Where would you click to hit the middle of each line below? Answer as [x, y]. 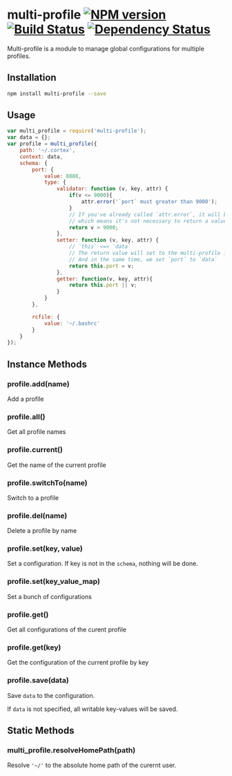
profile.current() [35, 450]
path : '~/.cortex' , [48, 151]
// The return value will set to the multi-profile [145, 253]
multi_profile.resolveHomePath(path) [71, 750]
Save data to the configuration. [51, 695]
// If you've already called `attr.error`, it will [145, 214]
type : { [55, 182]
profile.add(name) [39, 384]
